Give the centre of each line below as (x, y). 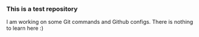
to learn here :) (25, 28)
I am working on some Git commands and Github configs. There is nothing (100, 22)
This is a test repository (42, 9)
